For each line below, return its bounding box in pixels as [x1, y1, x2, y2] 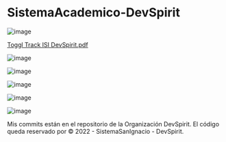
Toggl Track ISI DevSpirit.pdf [7, 40, 88, 48]
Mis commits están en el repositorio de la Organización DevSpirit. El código [7, 119, 220, 128]
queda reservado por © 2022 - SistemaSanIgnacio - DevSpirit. [7, 127, 184, 135]
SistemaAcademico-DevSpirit [7, 5, 180, 20]
